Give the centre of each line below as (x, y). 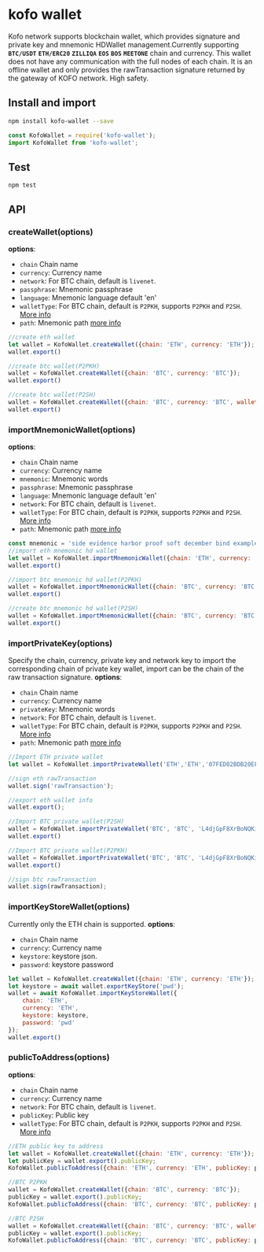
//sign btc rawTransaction (52, 880)
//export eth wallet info (50, 800)
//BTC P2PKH (27, 1183)
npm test (22, 185)
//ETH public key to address (56, 1146)
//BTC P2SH (26, 1218)
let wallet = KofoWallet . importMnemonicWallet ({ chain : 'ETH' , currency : (130, 558)
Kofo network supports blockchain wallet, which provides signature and (124, 36)
